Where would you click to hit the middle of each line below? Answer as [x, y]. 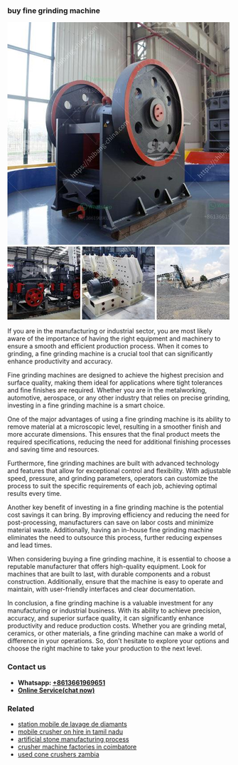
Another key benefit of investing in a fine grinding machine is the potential [115, 507]
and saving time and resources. [53, 449]
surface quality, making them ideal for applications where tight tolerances [115, 382]
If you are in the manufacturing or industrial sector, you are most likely [110, 331]
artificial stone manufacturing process [73, 739]
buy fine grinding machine [54, 11]
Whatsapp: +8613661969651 [61, 682]
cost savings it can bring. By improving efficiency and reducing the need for [118, 515]
